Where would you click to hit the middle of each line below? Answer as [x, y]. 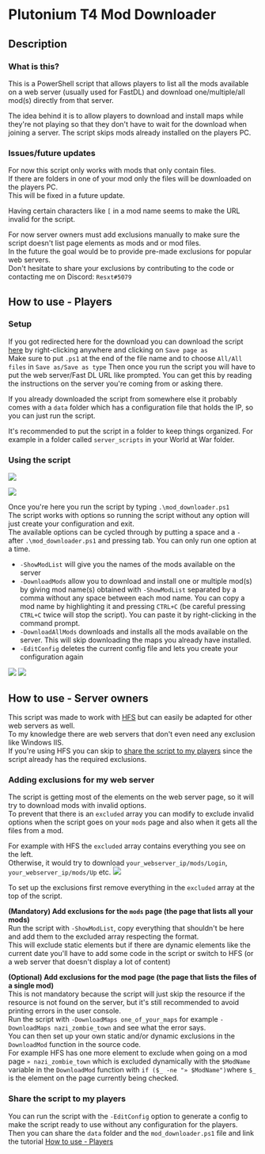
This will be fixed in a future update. [66, 196]
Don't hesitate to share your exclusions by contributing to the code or [121, 269]
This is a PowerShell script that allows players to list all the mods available [129, 83]
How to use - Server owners [78, 698]
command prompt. [50, 623]
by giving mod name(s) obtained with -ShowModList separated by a [128, 590]
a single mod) [31, 986]
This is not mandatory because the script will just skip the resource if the [127, 994]
